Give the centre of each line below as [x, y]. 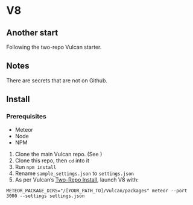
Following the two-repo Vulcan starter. [54, 47]
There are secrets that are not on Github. [57, 80]
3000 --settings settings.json [46, 196]
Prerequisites [26, 117]
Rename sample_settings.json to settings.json [74, 173]
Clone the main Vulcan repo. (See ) [59, 154]
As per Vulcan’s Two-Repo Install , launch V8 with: [77, 179]
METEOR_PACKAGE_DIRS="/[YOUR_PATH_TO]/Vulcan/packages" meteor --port [97, 191]
